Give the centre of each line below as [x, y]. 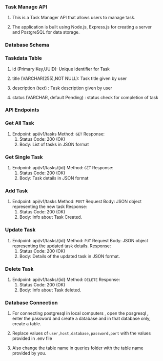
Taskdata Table [24, 58]
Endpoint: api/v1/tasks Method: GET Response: [58, 134]
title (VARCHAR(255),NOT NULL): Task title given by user [69, 78]
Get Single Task [24, 157]
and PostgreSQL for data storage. [46, 32]
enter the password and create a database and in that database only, [81, 319]
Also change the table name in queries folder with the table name [78, 348]
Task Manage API [26, 7]
